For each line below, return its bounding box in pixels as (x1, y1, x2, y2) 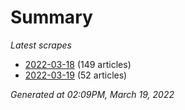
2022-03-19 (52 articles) (24, 69, 128, 81)
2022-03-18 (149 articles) (24, 58, 132, 70)
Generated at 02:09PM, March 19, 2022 (10, 88, 175, 100)
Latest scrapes (10, 39, 72, 51)
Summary (10, 6, 93, 29)
